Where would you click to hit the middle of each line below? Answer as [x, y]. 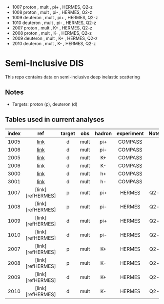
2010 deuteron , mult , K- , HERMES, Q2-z [54, 43]
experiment [130, 133]
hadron [103, 133]
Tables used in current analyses [55, 120]
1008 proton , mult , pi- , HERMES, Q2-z [52, 12]
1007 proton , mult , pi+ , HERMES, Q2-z [52, 7]
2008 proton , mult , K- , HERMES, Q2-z [52, 33]
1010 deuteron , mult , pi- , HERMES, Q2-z [54, 23]
